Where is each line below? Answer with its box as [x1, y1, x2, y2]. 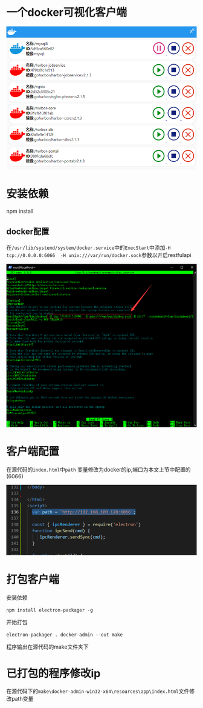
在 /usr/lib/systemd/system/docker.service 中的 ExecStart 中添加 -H [6, 244, 171, 251]
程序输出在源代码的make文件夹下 [6, 643, 89, 650]
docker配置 [6, 227, 50, 237]
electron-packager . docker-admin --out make [6, 632, 123, 638]
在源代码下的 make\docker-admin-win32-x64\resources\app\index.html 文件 [6, 687, 190, 695]
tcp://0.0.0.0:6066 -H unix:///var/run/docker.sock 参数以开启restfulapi [6, 251, 192, 258]
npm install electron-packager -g [6, 607, 94, 613]
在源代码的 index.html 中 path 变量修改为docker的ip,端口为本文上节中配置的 [6, 466, 191, 473]
